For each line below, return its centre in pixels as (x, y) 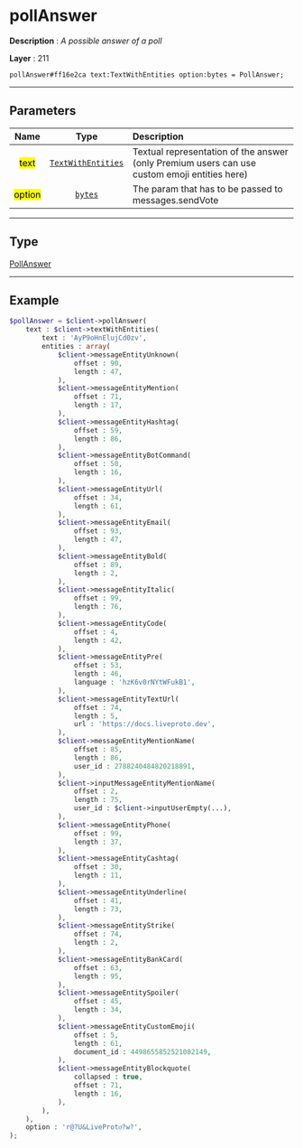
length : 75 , (98, 800)
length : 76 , (98, 607)
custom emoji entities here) (190, 174)
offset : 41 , (98, 901)
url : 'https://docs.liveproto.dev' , (145, 724)
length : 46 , (98, 674)
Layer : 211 (29, 58)
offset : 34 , (98, 498)
